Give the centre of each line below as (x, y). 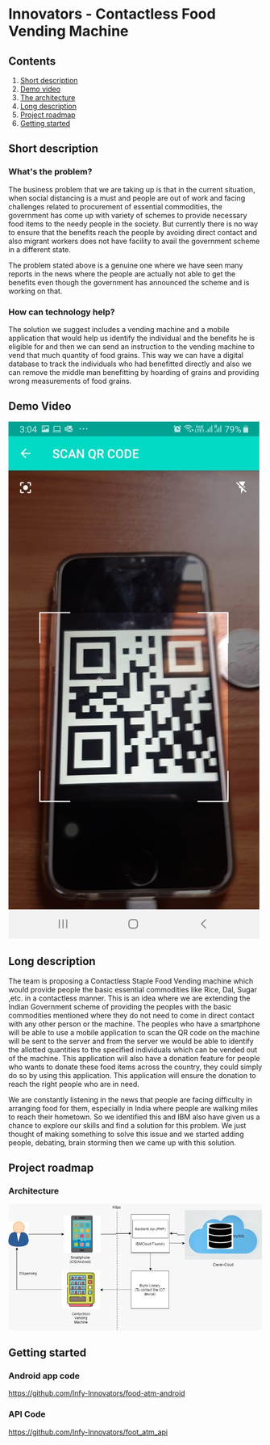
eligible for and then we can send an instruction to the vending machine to (132, 346)
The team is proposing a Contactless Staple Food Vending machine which (131, 981)
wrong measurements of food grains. (70, 381)
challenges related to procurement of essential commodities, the (116, 206)
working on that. (35, 291)
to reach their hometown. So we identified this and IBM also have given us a (134, 1117)
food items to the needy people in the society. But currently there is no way (133, 224)
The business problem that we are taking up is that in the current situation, (132, 189)
